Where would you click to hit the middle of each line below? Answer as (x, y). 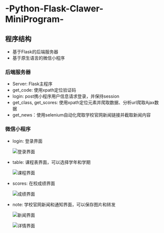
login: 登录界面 (27, 141)
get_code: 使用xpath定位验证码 (44, 90)
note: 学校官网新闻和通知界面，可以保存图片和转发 (64, 204)
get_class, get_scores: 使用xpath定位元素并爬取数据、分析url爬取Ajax (83, 103)
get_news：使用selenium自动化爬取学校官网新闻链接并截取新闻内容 (82, 115)
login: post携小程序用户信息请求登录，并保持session (66, 96)
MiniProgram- (35, 19)
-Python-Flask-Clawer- (54, 9)
